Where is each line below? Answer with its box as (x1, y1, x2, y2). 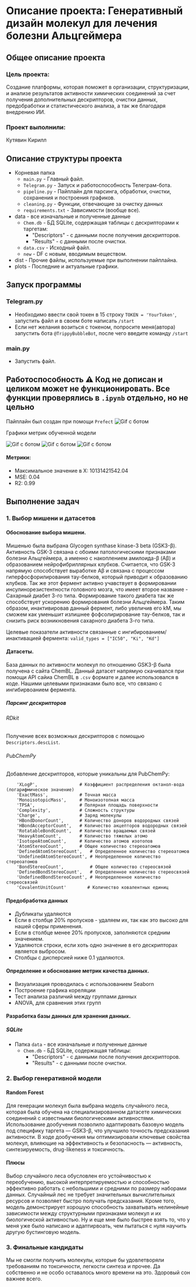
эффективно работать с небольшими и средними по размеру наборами (6, 1185, 187, 1192)
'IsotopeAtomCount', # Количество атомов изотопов (16, 838, 153, 844)
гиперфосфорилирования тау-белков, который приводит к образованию (6, 573, 188, 580)
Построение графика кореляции (14, 987, 96, 994)
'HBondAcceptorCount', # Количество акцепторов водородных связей (16, 823, 187, 829)
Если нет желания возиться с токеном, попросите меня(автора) (14, 323, 176, 330)
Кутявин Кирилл (6, 136, 47, 143)
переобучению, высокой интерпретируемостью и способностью (6, 1178, 170, 1185)
